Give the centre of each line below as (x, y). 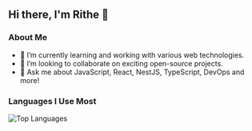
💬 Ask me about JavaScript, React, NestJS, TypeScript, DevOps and (132, 72)
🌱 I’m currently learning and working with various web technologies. (132, 55)
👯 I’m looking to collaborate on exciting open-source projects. (122, 63)
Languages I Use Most (52, 101)
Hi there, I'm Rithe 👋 (59, 15)
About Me (28, 38)
